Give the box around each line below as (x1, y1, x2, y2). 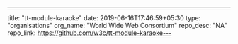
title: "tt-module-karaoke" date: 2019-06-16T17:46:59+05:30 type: (7, 14, 201, 22)
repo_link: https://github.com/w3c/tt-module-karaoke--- (7, 29, 172, 37)
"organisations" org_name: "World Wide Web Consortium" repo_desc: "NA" (7, 22, 227, 29)
